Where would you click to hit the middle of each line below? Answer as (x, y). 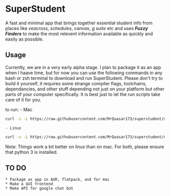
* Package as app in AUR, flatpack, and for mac (57, 180)
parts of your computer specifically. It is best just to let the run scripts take (83, 94)
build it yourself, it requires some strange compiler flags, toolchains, (76, 83)
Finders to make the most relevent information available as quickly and (79, 34)
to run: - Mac (19, 109)
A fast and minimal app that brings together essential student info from (79, 23)
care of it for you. (23, 100)
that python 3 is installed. (32, 152)
